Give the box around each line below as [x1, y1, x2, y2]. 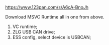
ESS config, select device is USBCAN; [12, 34, 91, 40]
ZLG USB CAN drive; [12, 29, 55, 34]
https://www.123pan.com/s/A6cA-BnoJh [5, 4, 89, 10]
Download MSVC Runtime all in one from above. [5, 14, 104, 19]
